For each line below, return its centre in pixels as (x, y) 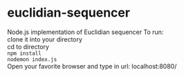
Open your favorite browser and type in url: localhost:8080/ (92, 66)
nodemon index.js (32, 59)
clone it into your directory (45, 39)
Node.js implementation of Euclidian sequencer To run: (85, 32)
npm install (24, 53)
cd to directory (28, 46)
